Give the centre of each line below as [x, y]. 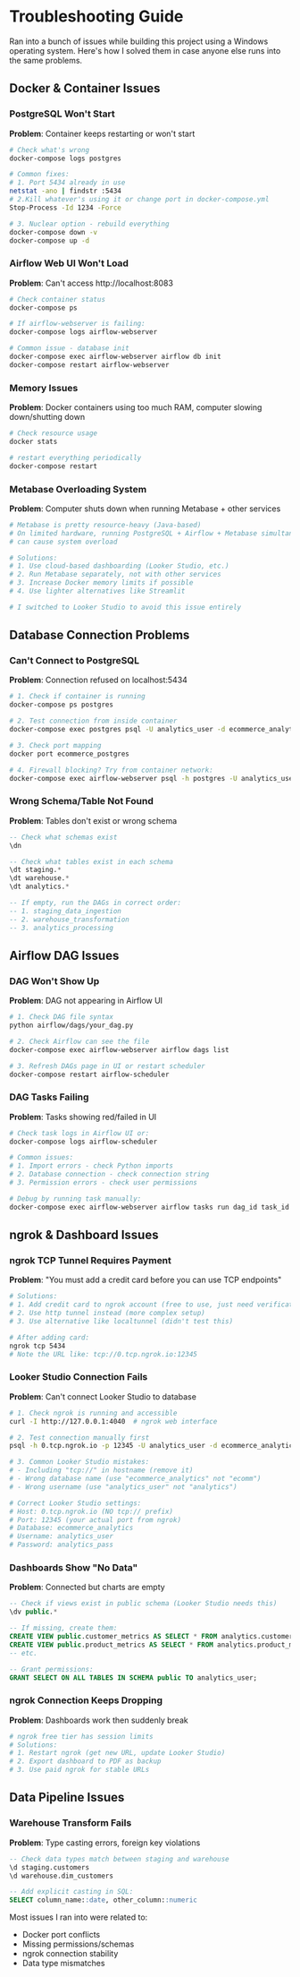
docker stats [33, 441]
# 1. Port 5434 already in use [67, 183]
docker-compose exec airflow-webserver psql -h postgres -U [124, 778]
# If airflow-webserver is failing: [77, 324]
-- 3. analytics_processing [62, 928]
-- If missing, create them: [63, 1628]
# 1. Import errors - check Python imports [92, 1166]
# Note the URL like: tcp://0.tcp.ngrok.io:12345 [104, 1354]
